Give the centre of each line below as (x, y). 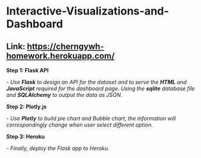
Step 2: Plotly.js (27, 107)
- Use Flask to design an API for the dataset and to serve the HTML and (97, 82)
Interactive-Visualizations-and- (88, 11)
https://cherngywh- (65, 46)
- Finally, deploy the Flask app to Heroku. (58, 148)
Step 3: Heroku (26, 137)
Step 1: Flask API (28, 70)
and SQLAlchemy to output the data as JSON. (64, 95)
